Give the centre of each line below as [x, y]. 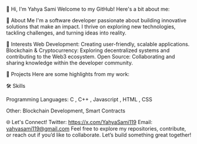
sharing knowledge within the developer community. [70, 63]
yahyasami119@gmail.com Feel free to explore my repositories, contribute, [96, 128]
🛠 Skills [16, 86]
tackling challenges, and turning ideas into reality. [66, 33]
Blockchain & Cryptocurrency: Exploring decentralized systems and [88, 50]
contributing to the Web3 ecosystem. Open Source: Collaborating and [91, 56]
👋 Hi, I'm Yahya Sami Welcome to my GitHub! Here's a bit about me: [88, 9]
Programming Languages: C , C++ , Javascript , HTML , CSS [79, 99]
